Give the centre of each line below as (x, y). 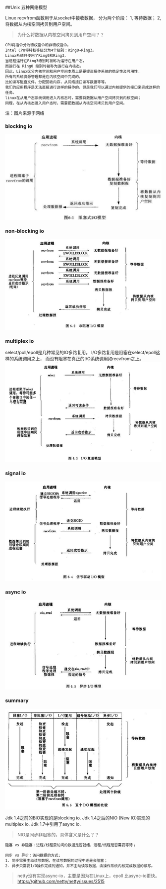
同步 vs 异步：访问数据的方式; (33, 855)
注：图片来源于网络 (25, 113)
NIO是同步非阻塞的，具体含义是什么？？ (58, 835)
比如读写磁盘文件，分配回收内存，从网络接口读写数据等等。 (57, 82)
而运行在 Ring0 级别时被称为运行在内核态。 (44, 66)
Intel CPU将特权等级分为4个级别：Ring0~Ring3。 (51, 50)
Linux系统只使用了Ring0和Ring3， (37, 56)
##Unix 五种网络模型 (26, 7)
